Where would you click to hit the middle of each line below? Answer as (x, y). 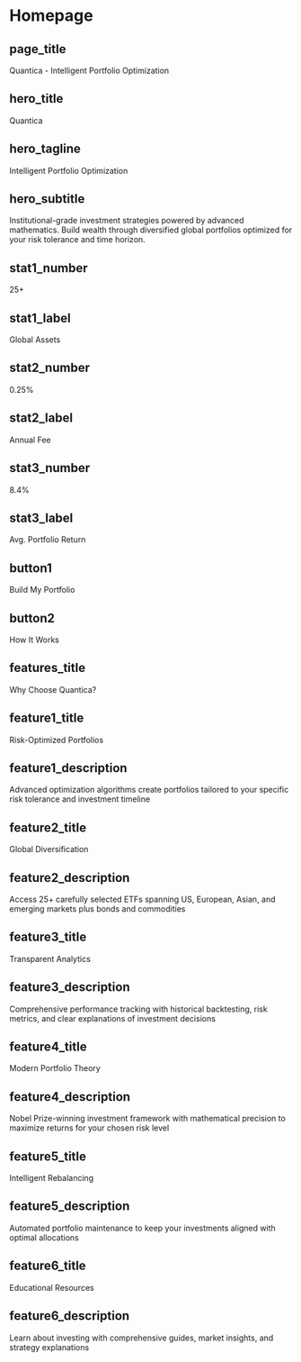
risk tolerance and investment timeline (80, 799)
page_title (38, 49)
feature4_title (48, 1047)
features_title (48, 668)
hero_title (36, 99)
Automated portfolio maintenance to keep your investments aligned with (142, 1228)
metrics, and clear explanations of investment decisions (112, 1018)
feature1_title (47, 718)
